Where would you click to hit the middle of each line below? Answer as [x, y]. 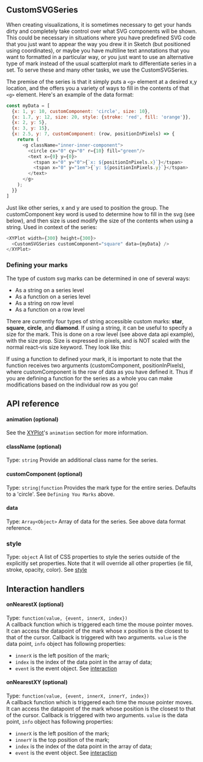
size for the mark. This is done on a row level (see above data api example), [101, 334]
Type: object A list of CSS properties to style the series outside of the [93, 557]
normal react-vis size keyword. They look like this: [69, 347]
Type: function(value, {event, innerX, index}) [67, 618]
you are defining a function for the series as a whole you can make [89, 378]
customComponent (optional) [45, 474]
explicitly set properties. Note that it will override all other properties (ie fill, [99, 563]
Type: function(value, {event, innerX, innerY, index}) [78, 696]
